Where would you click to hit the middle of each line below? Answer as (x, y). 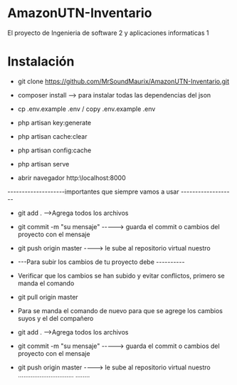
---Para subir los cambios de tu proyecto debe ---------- (101, 262)
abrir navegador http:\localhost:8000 (72, 178)
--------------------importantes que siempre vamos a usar (93, 191)
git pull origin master (48, 297)
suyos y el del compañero (56, 318)
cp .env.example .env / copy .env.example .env (86, 109)
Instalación (41, 62)
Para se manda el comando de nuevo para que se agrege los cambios (120, 310)
